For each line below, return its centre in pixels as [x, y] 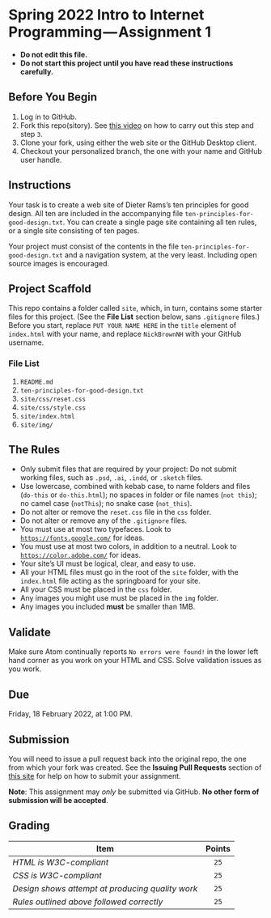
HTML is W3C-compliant [61, 862]
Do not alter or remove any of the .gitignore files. [104, 521]
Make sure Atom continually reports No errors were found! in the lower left [133, 652]
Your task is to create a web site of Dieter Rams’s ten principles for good [129, 205]
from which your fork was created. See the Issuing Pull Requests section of [135, 767]
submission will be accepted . [59, 800]
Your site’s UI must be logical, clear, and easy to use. [108, 563]
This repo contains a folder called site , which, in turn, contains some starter [135, 308]
